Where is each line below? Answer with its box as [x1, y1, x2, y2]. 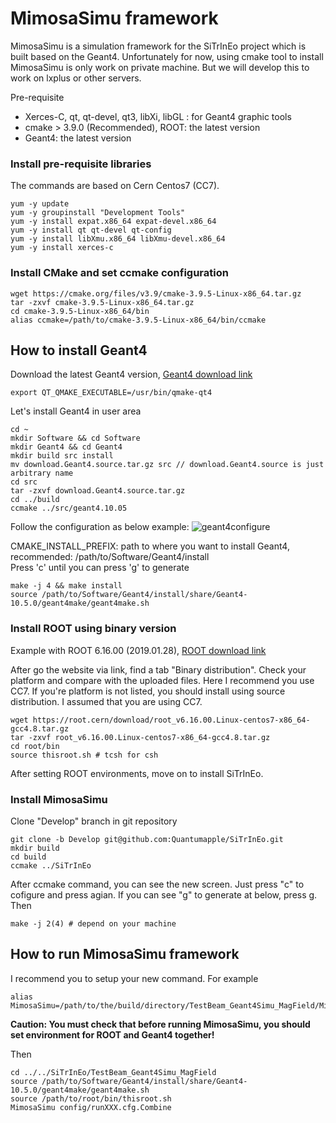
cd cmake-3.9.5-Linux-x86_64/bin [10, 306, 150, 316]
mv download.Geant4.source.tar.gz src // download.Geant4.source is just [10, 460, 325, 470]
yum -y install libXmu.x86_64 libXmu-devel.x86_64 [10, 234, 226, 244]
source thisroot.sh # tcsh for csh [10, 750, 159, 760]
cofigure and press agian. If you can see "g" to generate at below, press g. [10, 888, 318, 901]
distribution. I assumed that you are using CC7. [10, 695, 203, 707]
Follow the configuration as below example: [10, 521, 190, 533]
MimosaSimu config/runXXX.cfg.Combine [10, 1102, 172, 1112]
